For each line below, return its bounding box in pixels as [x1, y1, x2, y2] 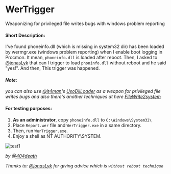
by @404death [5, 153, 37, 159]
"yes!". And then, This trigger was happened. [5, 65, 100, 71]
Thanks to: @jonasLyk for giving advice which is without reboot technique [5, 162, 163, 169]
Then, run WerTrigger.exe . [12, 128, 68, 134]
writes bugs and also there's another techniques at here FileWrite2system [5, 93, 161, 100]
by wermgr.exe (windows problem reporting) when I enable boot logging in [5, 49, 162, 55]
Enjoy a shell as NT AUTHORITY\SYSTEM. [12, 133, 102, 139]
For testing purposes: [5, 105, 52, 111]
